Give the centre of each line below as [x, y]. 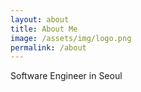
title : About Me [44, 29]
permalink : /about [48, 47]
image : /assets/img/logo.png [71, 38]
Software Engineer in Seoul [66, 76]
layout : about [40, 19]
